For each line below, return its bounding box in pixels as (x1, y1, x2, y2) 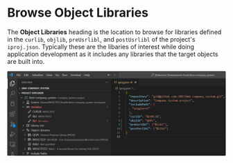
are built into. (7, 57, 45, 65)
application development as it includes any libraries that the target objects (7, 50, 218, 58)
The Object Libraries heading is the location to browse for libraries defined (7, 28, 222, 36)
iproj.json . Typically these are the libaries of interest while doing (7, 42, 195, 51)
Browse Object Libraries (7, 5, 149, 21)
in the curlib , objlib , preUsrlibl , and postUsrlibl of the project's (7, 35, 196, 43)
